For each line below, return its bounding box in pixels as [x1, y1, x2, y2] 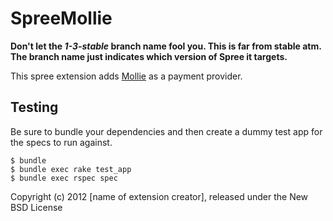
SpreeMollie [10, 7, 113, 30]
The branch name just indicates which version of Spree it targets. [10, 50, 288, 62]
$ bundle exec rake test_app [10, 164, 132, 174]
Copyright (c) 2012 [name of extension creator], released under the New [10, 190, 309, 202]
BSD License [10, 201, 63, 213]
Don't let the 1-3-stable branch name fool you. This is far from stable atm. [10, 40, 322, 52]
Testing [10, 99, 59, 116]
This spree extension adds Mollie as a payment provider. [10, 70, 243, 82]
